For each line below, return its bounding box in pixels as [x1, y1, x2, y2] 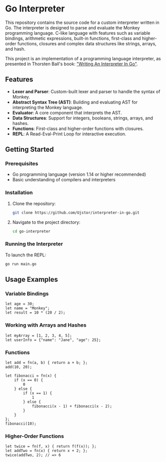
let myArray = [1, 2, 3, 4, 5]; [5, 333, 72, 338]
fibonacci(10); [5, 421, 37, 426]
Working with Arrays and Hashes [5, 322, 87, 329]
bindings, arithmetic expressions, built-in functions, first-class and [5, 35, 141, 41]
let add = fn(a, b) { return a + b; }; [5, 360, 88, 365]
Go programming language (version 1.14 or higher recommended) [12, 171, 147, 177]
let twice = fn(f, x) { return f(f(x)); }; [5, 444, 97, 449]
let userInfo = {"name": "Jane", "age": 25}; [5, 337, 101, 343]
